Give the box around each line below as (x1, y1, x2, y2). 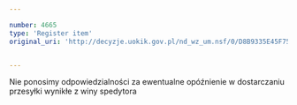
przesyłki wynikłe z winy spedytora (9, 86, 137, 97)
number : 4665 (9, 20, 57, 29)
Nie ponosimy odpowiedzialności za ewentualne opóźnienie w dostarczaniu (9, 77, 285, 87)
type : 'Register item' (9, 28, 93, 38)
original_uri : (9, 37, 62, 46)
